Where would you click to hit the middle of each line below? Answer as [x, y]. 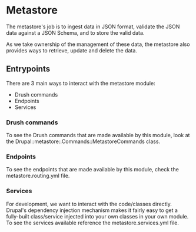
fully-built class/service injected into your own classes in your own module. [97, 216]
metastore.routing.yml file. [38, 176]
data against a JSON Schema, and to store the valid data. [75, 32]
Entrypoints [28, 69]
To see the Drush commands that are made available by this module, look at [98, 135]
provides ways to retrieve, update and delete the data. [72, 50]
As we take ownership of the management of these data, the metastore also [98, 44]
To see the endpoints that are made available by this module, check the [93, 170]
